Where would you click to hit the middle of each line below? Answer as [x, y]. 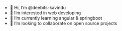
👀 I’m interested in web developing [45, 13]
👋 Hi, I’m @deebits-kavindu [38, 8]
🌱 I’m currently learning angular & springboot [56, 18]
